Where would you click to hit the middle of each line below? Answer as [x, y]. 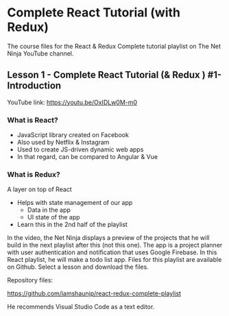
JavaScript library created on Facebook [73, 135]
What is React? [33, 120]
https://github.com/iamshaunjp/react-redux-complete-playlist [94, 293]
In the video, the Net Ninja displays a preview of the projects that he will [108, 238]
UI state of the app [53, 217]
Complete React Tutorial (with [94, 13]
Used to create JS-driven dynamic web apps [80, 149]
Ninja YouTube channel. [40, 53]
